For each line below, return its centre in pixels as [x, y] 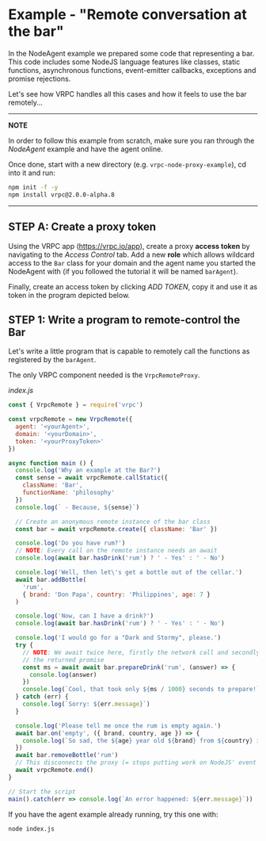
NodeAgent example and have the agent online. [86, 149]
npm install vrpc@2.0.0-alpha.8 [61, 195]
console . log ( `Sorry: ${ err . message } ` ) [86, 704]
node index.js [32, 829]
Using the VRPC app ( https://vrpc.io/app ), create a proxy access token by [129, 246]
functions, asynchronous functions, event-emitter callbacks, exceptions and [132, 70]
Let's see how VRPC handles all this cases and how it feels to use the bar [127, 94]
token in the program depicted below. [69, 295]
